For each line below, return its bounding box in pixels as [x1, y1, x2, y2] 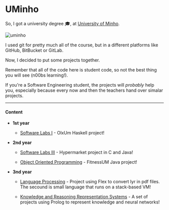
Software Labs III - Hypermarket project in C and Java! [20, 150, 133, 156]
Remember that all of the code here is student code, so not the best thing [5, 66, 157, 73]
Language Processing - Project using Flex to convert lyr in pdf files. [20, 179, 160, 185]
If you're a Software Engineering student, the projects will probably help [5, 82, 154, 88]
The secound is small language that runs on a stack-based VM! [20, 184, 151, 190]
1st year [12, 120, 30, 126]
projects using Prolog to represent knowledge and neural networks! [20, 199, 160, 205]
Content [5, 109, 23, 115]
